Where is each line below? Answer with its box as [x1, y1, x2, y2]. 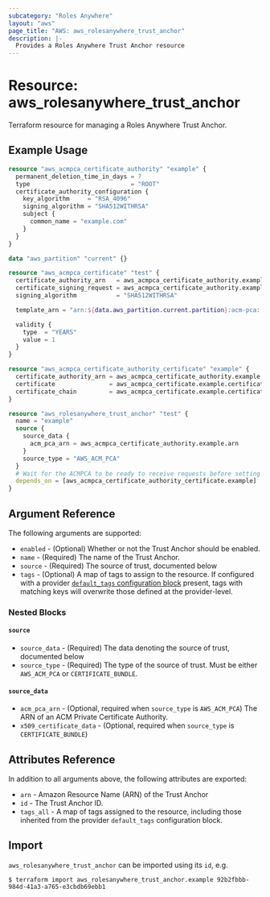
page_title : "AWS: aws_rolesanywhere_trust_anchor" [8, 27, 185, 35]
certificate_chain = [15, 388, 113, 396]
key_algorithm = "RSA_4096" [22, 195, 131, 203]
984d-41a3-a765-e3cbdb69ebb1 [8, 882, 106, 891]
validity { [15, 320, 52, 329]
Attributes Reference [8, 753, 116, 766]
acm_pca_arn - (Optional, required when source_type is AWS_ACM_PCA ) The [19, 704, 258, 713]
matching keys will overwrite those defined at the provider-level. [19, 586, 233, 596]
